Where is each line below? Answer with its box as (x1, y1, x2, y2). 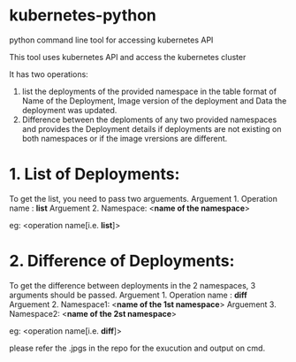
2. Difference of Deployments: (9, 251, 235, 271)
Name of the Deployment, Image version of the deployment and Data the (21, 95, 287, 106)
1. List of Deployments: (9, 165, 180, 184)
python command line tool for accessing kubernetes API (9, 35, 214, 45)
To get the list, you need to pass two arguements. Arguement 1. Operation (9, 193, 278, 204)
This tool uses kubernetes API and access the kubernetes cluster (9, 51, 247, 62)
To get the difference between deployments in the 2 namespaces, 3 (9, 280, 256, 290)
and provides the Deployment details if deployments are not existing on (21, 123, 282, 134)
